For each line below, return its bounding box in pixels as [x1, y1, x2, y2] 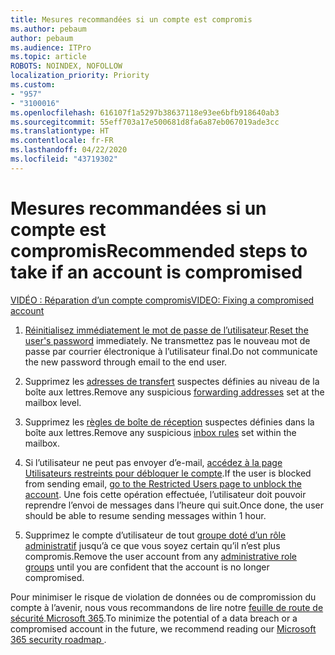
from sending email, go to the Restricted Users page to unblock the [24, 477, 302, 490]
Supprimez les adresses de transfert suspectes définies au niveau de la [24, 375, 320, 387]
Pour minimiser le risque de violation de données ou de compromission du [10, 591, 317, 603]
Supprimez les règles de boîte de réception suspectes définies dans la [24, 416, 315, 428]
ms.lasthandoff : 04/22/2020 [10, 145, 128, 155]
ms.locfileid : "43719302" [10, 154, 118, 164]
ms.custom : [10, 80, 56, 90]
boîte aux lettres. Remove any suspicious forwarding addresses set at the [24, 386, 325, 398]
